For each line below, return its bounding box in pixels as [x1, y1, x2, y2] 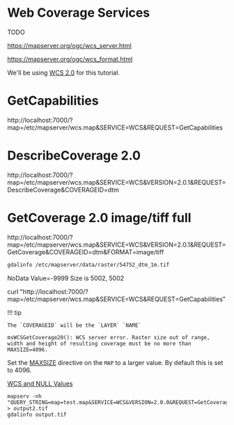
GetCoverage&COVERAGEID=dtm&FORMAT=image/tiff [7, 247, 164, 256]
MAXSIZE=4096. [7, 346, 49, 353]
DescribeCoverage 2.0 [7, 148, 141, 164]
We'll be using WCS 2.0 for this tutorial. [7, 68, 120, 77]
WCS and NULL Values [7, 379, 73, 387]
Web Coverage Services [7, 5, 150, 21]
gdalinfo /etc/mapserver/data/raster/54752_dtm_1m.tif [7, 261, 170, 268]
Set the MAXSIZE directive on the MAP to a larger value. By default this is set [7, 358, 224, 366]
